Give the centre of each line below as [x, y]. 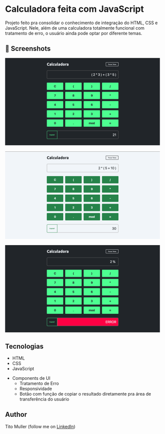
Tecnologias [24, 346]
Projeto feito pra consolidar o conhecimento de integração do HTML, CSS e [82, 23]
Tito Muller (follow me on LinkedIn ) [40, 426]
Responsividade [36, 389]
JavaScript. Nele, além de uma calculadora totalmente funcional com [75, 28]
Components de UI [31, 378]
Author [16, 415]
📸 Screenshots [28, 49]
